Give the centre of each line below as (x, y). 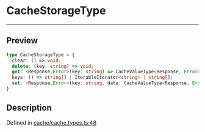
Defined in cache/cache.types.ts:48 (51, 122)
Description (29, 108)
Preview (22, 41)
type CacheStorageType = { (41, 55)
